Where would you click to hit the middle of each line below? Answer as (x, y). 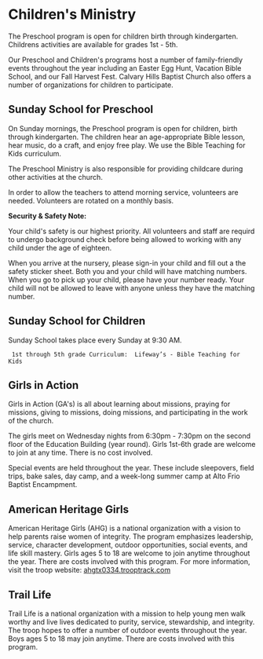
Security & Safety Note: (47, 216)
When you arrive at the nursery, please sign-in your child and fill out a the (127, 263)
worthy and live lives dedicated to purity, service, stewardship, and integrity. (131, 622)
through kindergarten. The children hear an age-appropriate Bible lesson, (127, 137)
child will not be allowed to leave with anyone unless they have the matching (131, 287)
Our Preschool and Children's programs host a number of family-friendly (126, 60)
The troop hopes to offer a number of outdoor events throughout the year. (128, 630)
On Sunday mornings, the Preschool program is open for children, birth (123, 128)
